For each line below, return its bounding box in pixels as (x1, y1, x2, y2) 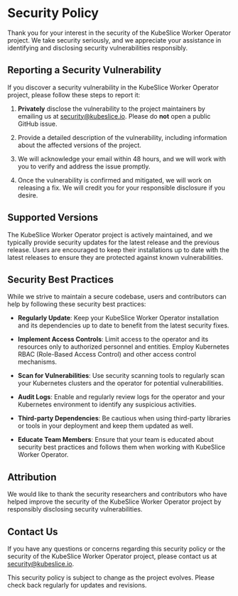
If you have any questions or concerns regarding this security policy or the (7, 545, 226, 553)
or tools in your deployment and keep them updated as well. (17, 421, 194, 430)
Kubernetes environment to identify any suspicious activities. (17, 400, 197, 409)
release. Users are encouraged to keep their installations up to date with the (7, 245, 229, 254)
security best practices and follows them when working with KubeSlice (17, 443, 226, 452)
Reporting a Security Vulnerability (7, 64, 162, 76)
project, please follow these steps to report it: (7, 90, 141, 99)
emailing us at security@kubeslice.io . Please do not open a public (17, 112, 211, 120)
